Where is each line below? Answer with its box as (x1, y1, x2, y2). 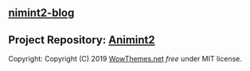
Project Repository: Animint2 (8, 33, 155, 47)
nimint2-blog (8, 6, 75, 20)
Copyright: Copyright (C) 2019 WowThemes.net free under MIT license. (8, 54, 243, 64)
